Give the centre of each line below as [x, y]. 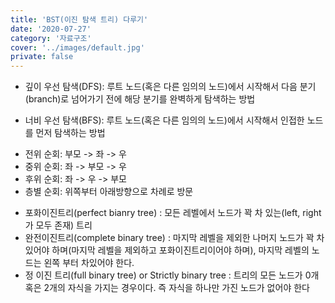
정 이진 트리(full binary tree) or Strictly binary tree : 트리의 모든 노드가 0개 [172, 275]
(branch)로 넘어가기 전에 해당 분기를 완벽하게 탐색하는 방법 [140, 99]
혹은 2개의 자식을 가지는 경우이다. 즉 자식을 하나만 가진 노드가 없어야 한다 [167, 288]
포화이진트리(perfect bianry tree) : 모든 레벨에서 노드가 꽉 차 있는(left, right [173, 213]
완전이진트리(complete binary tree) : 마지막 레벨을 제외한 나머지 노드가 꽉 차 [174, 238]
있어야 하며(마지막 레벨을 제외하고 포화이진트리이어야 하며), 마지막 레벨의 [167, 250]
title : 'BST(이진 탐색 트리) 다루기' [79, 19]
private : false [42, 57]
